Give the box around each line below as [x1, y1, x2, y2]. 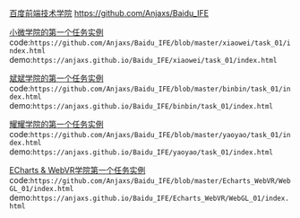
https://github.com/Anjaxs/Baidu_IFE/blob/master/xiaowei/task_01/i [30, 39, 291, 48]
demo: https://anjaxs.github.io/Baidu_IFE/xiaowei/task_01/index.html [9, 55, 278, 65]
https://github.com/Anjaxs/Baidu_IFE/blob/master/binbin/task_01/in [30, 84, 291, 93]
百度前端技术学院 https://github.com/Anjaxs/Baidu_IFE [9, 8, 209, 18]
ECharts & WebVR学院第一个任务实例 [9, 165, 146, 175]
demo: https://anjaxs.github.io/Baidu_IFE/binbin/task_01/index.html [9, 100, 273, 110]
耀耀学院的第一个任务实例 [9, 119, 104, 129]
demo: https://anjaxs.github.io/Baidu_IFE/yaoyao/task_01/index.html [9, 146, 273, 157]
